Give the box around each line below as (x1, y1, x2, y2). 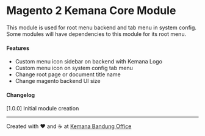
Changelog (6, 91, 35, 98)
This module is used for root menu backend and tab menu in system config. (6, 24, 197, 31)
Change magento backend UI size (15, 77, 101, 85)
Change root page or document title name (15, 71, 121, 78)
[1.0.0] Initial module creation (6, 105, 79, 112)
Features (6, 44, 29, 52)
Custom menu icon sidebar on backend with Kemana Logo (15, 58, 163, 65)
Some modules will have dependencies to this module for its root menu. (6, 30, 187, 37)
